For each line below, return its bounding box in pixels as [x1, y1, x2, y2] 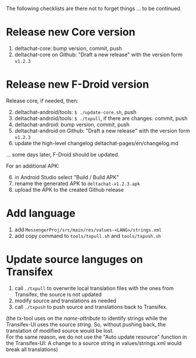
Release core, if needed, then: [6, 97, 79, 104]
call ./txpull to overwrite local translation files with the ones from [14, 284, 174, 292]
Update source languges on [6, 253, 143, 266]
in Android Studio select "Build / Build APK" [14, 173, 119, 180]
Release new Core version [6, 26, 136, 39]
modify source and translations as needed [14, 297, 116, 304]
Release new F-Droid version [6, 78, 149, 91]
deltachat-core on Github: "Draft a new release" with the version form [14, 51, 183, 58]
